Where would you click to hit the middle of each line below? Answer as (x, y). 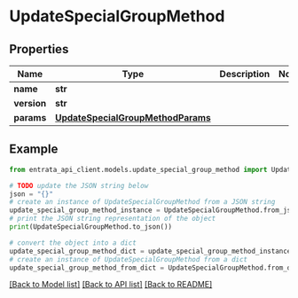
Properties (39, 49)
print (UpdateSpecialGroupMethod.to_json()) (91, 227)
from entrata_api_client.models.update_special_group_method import (138, 169)
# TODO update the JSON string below (79, 185)
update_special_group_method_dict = (77, 251)
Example (34, 149)
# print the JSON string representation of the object (113, 219)
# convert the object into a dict (73, 243)
